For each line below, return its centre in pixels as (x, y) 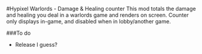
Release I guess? (36, 45)
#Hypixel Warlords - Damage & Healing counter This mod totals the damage (101, 9)
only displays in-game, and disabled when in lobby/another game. (89, 21)
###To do (19, 33)
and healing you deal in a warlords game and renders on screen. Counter (98, 15)
